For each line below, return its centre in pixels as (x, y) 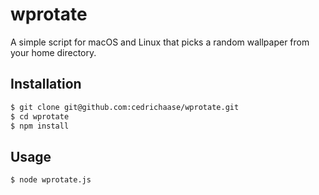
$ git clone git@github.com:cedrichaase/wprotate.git (125, 107)
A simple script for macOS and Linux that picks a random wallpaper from (160, 42)
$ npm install (40, 126)
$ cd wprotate (40, 116)
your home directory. (53, 52)
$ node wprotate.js (51, 180)
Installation (46, 84)
